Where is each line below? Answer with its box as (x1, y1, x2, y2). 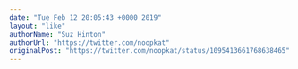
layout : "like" (9, 22, 66, 30)
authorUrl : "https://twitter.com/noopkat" (9, 38, 170, 47)
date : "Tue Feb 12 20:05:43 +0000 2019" (9, 13, 163, 22)
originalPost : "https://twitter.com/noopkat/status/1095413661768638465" (9, 47, 291, 56)
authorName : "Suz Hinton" (9, 30, 106, 39)
